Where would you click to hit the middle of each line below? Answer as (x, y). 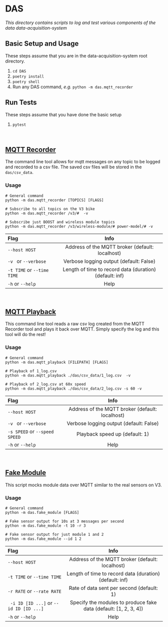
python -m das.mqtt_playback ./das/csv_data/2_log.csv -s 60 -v (73, 389)
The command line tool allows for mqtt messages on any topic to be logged (83, 162)
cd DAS (19, 71)
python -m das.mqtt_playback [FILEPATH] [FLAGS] (57, 362)
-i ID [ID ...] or (31, 603)
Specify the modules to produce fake (113, 602)
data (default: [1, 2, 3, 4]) (113, 608)
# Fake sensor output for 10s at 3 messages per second (64, 521)
